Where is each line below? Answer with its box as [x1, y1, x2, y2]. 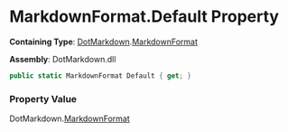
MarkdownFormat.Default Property [9, 6, 280, 27]
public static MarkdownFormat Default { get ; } [9, 71, 192, 80]
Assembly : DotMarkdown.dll [9, 53, 116, 64]
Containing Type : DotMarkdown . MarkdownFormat [9, 36, 199, 47]
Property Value [9, 92, 78, 105]
